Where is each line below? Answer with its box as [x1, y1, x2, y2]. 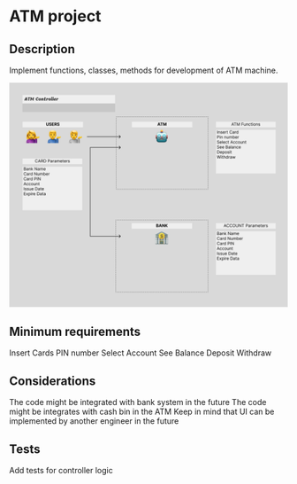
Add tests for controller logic [9, 465, 113, 476]
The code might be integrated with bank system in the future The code [9, 397, 267, 408]
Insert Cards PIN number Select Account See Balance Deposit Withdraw [9, 347, 272, 358]
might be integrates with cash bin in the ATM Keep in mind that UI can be [9, 406, 275, 418]
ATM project [9, 6, 102, 27]
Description [9, 42, 75, 57]
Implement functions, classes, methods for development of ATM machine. [9, 65, 278, 75]
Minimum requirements [9, 324, 141, 339]
